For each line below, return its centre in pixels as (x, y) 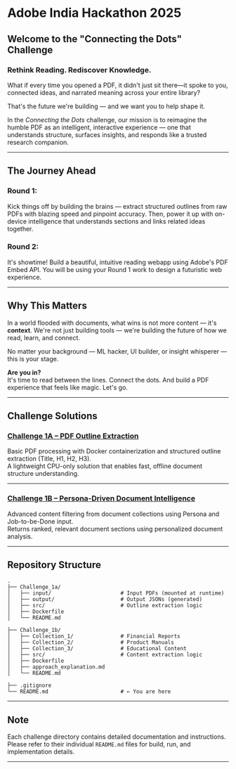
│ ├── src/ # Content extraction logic (105, 655)
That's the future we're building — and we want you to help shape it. (106, 106)
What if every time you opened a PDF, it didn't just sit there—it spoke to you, (118, 85)
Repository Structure (54, 565)
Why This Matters (47, 306)
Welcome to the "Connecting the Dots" (95, 39)
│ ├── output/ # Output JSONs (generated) (105, 600)
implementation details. (41, 752)
